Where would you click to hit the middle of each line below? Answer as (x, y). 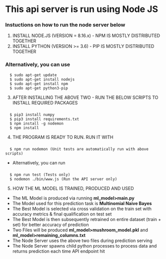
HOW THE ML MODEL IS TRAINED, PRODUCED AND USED (73, 188)
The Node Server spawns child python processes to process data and (84, 245)
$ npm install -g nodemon (37, 123)
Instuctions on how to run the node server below (65, 25)
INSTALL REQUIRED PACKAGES (45, 102)
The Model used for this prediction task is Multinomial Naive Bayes (82, 203)
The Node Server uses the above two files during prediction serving (82, 240)
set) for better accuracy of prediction (50, 224)
